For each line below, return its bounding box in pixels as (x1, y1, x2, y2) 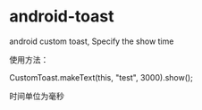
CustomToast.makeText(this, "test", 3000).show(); (9, 72, 194, 82)
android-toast (9, 6, 114, 27)
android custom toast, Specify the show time (9, 36, 174, 47)
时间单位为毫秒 (9, 90, 64, 101)
